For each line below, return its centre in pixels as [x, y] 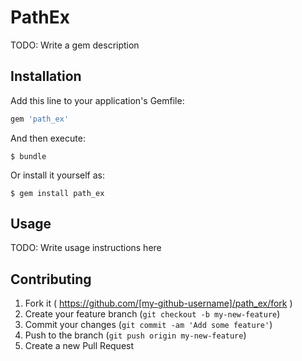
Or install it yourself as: [57, 175]
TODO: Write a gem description [75, 45]
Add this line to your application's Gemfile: [97, 100]
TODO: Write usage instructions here [86, 248]
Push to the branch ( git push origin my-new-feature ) [135, 335]
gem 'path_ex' [40, 119]
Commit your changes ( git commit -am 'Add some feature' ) [148, 325]
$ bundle [28, 156]
